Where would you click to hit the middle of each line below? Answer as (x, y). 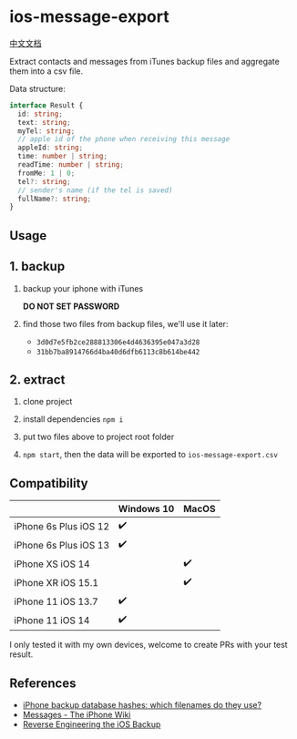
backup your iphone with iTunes (83, 288)
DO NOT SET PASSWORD (71, 306)
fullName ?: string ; (55, 199)
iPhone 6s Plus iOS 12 (62, 526)
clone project (47, 402)
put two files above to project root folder (98, 437)
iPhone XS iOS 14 (52, 564)
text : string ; (44, 122)
